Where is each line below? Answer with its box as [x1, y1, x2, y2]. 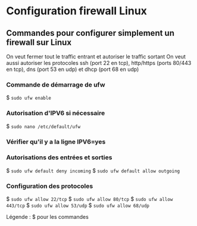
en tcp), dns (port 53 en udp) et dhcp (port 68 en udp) [6, 66, 139, 73]
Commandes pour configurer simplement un [6, 28, 174, 38]
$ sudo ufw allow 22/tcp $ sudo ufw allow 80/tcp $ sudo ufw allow [6, 196, 173, 203]
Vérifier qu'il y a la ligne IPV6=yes [6, 137, 106, 145]
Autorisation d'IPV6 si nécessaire [6, 109, 105, 117]
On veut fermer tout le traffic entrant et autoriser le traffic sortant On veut [6, 53, 186, 60]
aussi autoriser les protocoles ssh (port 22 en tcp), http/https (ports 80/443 [6, 60, 192, 66]
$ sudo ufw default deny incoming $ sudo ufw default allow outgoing [6, 167, 180, 174]
